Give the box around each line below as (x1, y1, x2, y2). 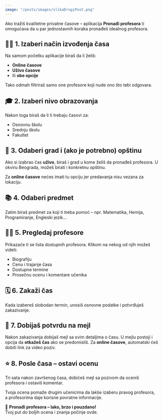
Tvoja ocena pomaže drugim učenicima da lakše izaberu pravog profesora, (5, 389, 155, 396)
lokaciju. (5, 179, 22, 185)
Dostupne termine (12, 267, 49, 273)
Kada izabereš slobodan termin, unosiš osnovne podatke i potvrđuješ (5, 302, 144, 308)
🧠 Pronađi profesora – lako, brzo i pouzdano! (5, 404, 96, 410)
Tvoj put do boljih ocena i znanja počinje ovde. (5, 409, 98, 415)
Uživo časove (12, 67, 40, 73)
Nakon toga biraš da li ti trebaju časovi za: (5, 112, 89, 118)
